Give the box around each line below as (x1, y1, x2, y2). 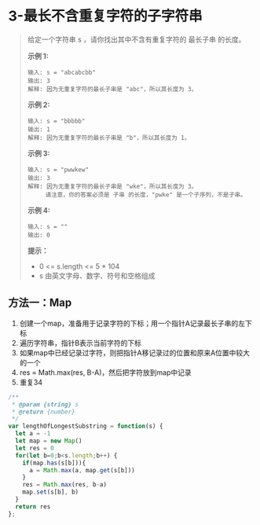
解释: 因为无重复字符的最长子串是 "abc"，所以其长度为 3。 (27, 85, 198, 93)
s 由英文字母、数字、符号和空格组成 (38, 270, 156, 280)
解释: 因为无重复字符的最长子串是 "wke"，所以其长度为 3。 (27, 182, 198, 190)
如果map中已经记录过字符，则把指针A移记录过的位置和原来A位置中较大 (19, 347, 250, 358)
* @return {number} (11, 408, 76, 416)
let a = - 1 (15, 430, 51, 438)
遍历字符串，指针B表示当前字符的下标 (19, 338, 141, 347)
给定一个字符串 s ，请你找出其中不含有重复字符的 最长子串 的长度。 (27, 35, 246, 44)
